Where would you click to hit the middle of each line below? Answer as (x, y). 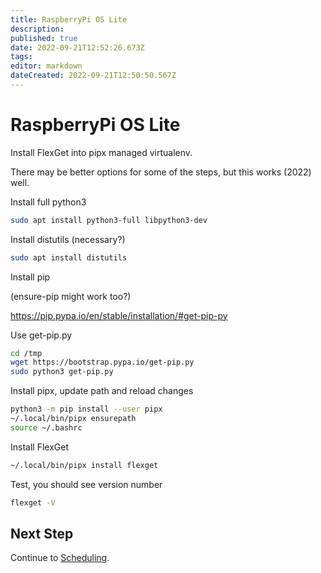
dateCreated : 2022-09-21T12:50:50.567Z (93, 76)
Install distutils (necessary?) (68, 239)
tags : (21, 57)
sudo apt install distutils (69, 257)
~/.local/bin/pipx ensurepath (73, 419)
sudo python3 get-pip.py (62, 372)
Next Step (42, 533)
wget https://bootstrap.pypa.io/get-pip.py (102, 362)
